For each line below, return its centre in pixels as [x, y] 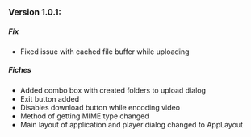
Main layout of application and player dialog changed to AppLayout [132, 124]
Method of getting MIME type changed [84, 116]
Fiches [20, 70]
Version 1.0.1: [35, 12]
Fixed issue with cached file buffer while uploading [105, 52]
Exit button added [49, 98]
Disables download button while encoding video [100, 107]
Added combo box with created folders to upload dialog [113, 90]
